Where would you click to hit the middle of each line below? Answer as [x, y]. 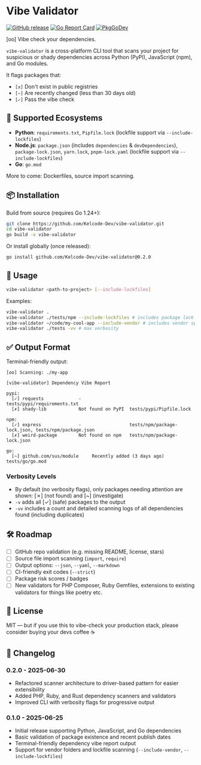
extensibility [30, 690]
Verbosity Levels [31, 476]
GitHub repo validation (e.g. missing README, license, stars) [89, 552]
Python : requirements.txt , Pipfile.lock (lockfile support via [90, 132]
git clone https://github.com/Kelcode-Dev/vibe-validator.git [85, 224]
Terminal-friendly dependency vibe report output [75, 743]
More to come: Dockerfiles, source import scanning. [70, 176]
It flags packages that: [34, 75]
